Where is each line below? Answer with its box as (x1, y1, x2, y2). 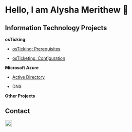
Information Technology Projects (5, 24, 107, 32)
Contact (5, 107, 30, 115)
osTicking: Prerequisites (12, 46, 61, 51)
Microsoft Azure (5, 65, 39, 70)
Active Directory (12, 74, 45, 80)
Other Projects (5, 93, 36, 99)
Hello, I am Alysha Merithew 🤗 (5, 4, 129, 16)
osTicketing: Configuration (12, 55, 66, 61)
